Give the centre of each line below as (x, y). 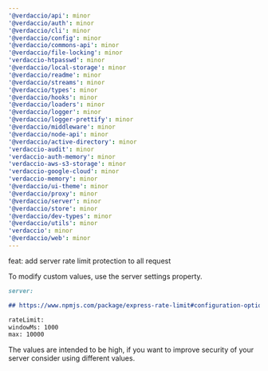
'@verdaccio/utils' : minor (53, 223)
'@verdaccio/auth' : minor (51, 23)
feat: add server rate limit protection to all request (90, 261)
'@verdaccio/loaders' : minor (57, 105)
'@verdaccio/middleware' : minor (62, 127)
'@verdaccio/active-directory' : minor (73, 142)
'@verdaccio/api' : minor (49, 16)
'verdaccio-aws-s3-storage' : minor (67, 164)
